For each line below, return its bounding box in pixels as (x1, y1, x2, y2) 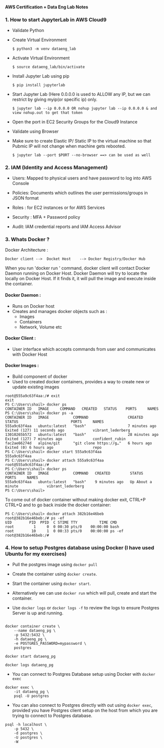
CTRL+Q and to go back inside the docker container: (5, 502, 111, 508)
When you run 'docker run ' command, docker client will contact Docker (5, 265, 150, 271)
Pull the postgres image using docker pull (12, 562, 98, 568)
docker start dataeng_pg (5, 654, 56, 659)
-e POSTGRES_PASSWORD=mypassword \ (14, 641, 87, 646)
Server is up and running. (12, 610, 64, 616)
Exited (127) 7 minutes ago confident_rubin (5, 436, 126, 442)
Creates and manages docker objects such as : (12, 308, 108, 314)
